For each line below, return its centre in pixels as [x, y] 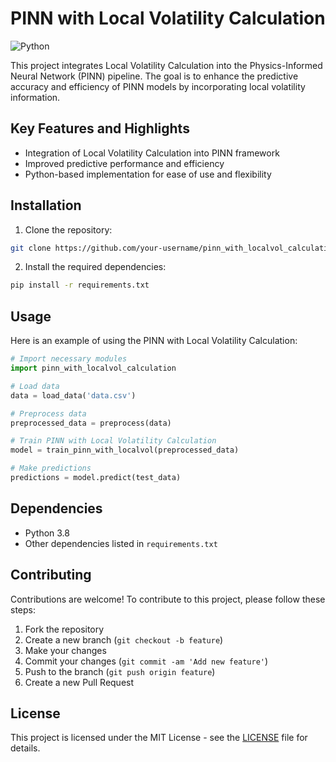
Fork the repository [64, 629]
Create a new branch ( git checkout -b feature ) [124, 639]
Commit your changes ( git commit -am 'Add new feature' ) [146, 661]
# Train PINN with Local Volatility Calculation [113, 441]
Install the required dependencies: [95, 267]
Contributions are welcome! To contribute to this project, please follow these [168, 599]
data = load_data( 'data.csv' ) [73, 395]
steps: [23, 609]
